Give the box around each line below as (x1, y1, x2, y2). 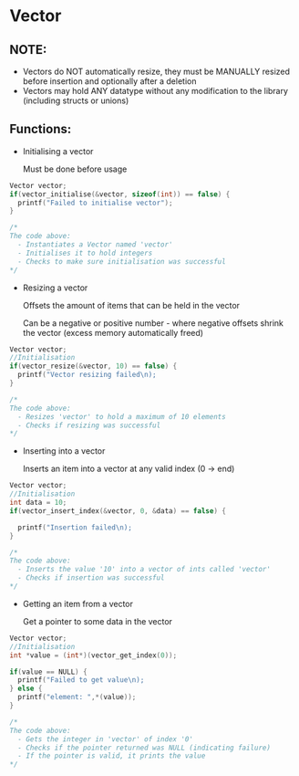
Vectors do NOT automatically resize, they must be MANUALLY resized (22, 66, 290, 77)
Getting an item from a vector (22, 598, 134, 609)
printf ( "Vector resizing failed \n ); (17, 371, 157, 380)
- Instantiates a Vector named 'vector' (17, 240, 173, 249)
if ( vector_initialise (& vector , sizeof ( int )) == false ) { (9, 189, 231, 199)
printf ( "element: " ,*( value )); (17, 693, 137, 702)
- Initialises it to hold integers (17, 248, 153, 257)
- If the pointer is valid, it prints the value (17, 751, 206, 760)
